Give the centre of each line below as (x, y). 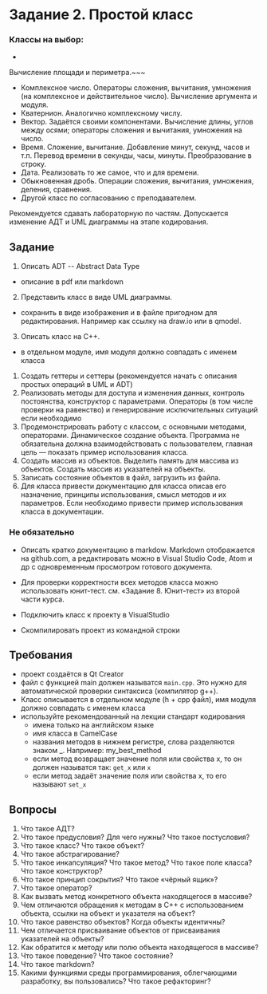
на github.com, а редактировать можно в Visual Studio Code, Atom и (136, 558)
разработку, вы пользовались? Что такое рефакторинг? (116, 981)
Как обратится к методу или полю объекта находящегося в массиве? (139, 948)
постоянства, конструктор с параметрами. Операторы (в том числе (137, 401)
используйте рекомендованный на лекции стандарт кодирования (133, 716)
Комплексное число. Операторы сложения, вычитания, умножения (136, 88)
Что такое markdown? (57, 964)
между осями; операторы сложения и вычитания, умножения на (131, 130)
